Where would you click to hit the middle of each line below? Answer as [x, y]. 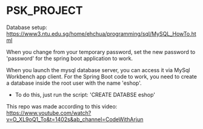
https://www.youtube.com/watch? [49, 113]
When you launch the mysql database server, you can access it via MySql [98, 70]
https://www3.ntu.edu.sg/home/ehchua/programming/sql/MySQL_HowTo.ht [101, 33]
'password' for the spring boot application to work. [70, 58]
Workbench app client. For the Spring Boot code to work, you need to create [101, 76]
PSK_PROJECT [45, 11]
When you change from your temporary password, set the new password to [101, 51]
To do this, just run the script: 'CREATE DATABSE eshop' [85, 94]
